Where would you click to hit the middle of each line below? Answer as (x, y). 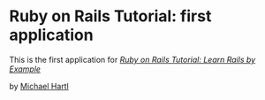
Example (25, 69)
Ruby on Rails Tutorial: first (110, 16)
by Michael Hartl (39, 86)
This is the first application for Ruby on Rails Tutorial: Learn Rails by (132, 59)
